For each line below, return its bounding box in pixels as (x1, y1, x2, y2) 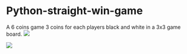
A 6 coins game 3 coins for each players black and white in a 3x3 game (6, 23, 181, 31)
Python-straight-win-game (6, 4, 143, 18)
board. (6, 31, 23, 38)
